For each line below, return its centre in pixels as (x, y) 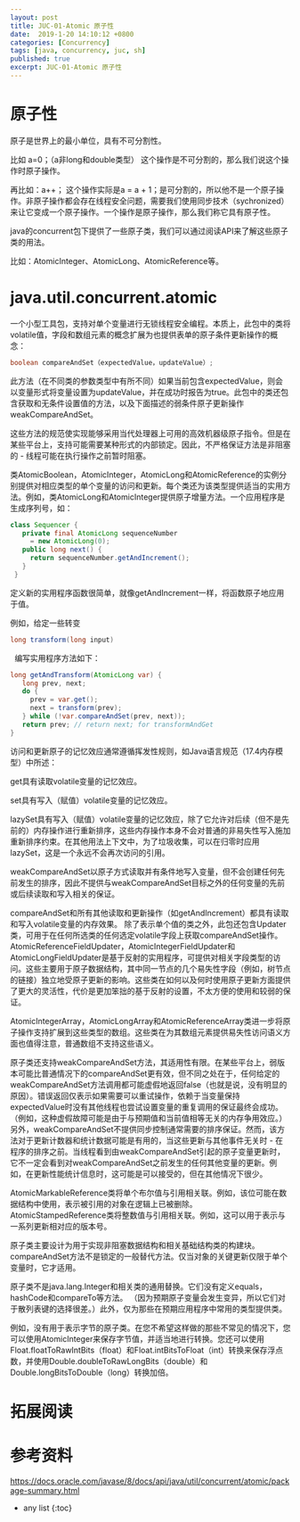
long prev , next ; (54, 683)
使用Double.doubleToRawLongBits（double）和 (121, 1361)
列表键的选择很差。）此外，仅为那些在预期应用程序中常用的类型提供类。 (156, 1309)
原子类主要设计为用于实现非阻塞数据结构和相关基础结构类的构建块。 (135, 1245)
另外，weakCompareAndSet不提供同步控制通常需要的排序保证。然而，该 (144, 1129)
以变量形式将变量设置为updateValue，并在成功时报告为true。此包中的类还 (146, 392)
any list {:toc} (47, 1508)
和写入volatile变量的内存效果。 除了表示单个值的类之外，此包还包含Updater (149, 923)
